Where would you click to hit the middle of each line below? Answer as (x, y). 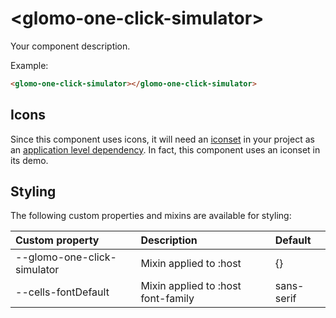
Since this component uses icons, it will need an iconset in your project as (162, 139)
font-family (167, 299)
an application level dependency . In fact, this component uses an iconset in (165, 149)
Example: (29, 65)
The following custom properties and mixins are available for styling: (151, 216)
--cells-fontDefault (62, 292)
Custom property (57, 240)
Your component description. (70, 46)
